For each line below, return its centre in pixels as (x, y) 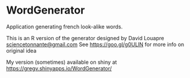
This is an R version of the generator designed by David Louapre (85, 38)
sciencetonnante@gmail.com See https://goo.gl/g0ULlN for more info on (95, 44)
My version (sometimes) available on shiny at (62, 62)
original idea (21, 50)
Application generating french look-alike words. (65, 27)
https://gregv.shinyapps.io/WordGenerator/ (59, 68)
